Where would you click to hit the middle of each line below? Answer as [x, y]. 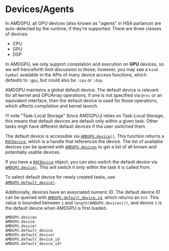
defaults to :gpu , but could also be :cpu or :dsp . [54, 80]
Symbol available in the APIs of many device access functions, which [76, 74]
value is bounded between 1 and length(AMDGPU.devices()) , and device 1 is [84, 203]
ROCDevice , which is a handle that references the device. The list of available [84, 141]
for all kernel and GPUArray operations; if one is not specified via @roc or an [84, 95]
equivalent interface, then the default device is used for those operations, [81, 100]
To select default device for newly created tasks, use [60, 177]
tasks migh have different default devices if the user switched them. [76, 126]
